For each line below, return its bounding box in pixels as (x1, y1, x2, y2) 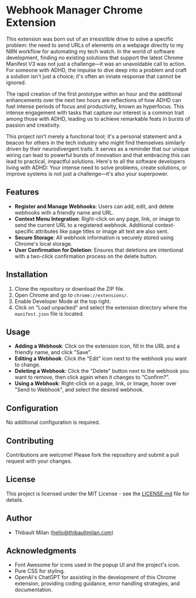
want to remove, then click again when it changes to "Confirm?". (14, 373, 170, 381)
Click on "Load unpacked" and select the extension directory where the (14, 304, 187, 311)
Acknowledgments (6, 546, 77, 556)
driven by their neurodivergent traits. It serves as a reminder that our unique (6, 145, 189, 152)
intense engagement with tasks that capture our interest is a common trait (6, 109, 184, 116)
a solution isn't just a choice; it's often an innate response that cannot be (6, 73, 181, 80)
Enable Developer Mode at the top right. (14, 297, 111, 305)
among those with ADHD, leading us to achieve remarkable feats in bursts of (6, 115, 190, 122)
